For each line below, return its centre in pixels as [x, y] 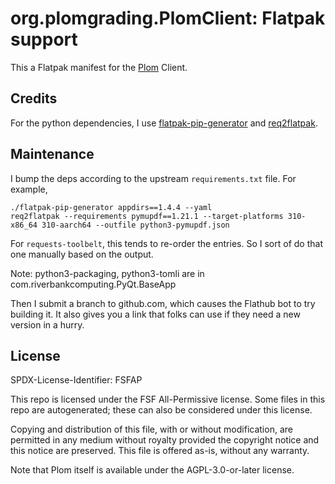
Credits [34, 98]
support [44, 39]
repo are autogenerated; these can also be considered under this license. [161, 410]
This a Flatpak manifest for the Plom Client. [99, 67]
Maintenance [52, 154]
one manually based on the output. [82, 254]
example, [29, 189]
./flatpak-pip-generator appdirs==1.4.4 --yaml [111, 207]
